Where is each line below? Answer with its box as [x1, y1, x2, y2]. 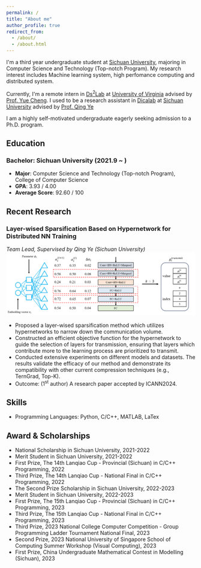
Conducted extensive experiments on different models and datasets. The [14, 353, 196, 360]
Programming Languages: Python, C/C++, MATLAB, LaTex [14, 413, 160, 420]
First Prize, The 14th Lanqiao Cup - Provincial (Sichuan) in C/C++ [14, 459, 176, 467]
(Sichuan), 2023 [14, 555, 55, 562]
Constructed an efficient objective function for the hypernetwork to [14, 334, 181, 341]
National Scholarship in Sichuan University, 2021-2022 [14, 447, 150, 454]
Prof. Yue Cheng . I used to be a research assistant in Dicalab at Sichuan [6, 97, 184, 104]
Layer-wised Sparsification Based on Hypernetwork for [6, 224, 171, 233]
